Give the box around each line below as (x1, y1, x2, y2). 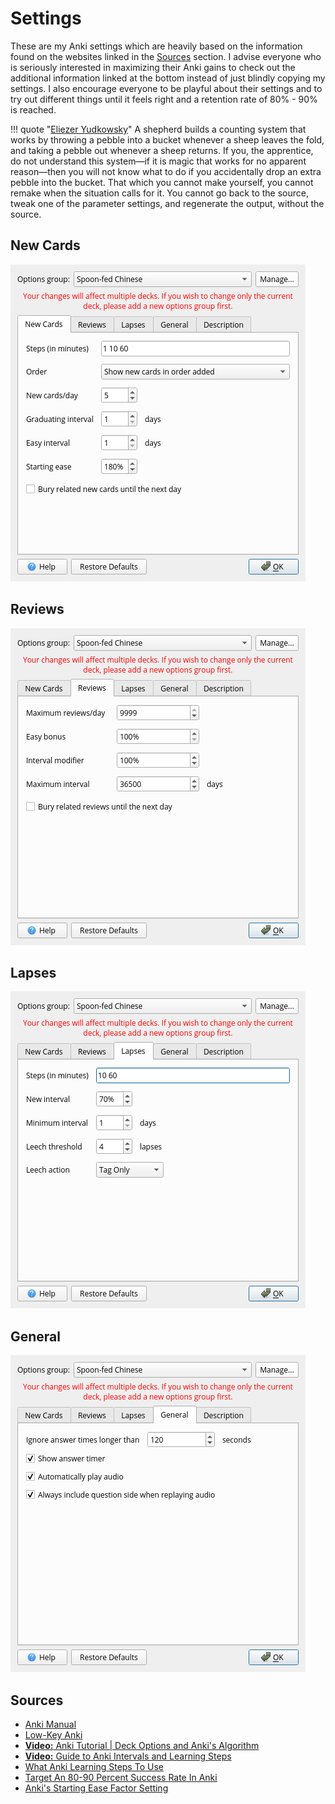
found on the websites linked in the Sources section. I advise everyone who (10, 50, 322, 62)
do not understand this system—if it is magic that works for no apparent (10, 155, 307, 167)
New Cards (10, 237, 81, 254)
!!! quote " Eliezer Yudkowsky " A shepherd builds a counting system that (10, 123, 307, 135)
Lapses (10, 964, 57, 981)
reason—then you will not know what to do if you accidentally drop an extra (10, 165, 322, 177)
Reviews (10, 601, 65, 618)
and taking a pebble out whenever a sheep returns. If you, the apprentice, (10, 144, 314, 156)
